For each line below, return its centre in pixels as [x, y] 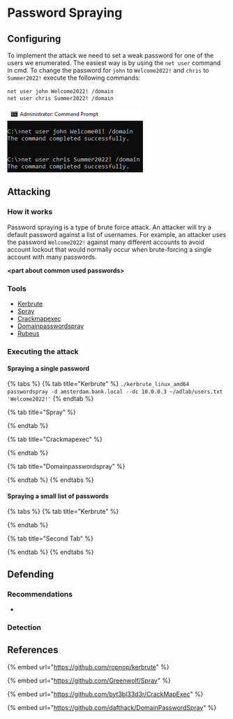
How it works [30, 212]
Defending [31, 574]
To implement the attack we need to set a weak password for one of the [111, 55]
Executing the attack [43, 351]
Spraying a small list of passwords [58, 496]
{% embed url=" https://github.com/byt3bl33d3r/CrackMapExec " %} [105, 694]
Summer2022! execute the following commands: [74, 78]
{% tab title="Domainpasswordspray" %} [66, 467]
